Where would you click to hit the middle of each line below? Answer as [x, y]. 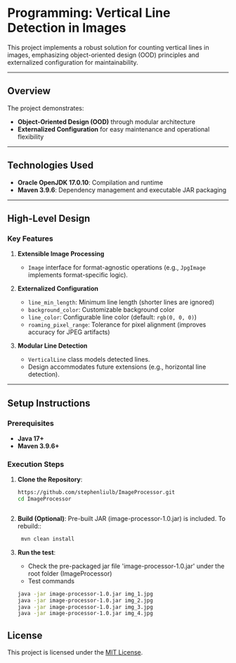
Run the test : [37, 552]
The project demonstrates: [46, 108]
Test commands [51, 581]
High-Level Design [49, 219]
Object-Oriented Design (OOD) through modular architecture [106, 122]
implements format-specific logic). [78, 275]
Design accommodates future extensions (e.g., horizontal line [117, 367]
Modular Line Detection [52, 346]
